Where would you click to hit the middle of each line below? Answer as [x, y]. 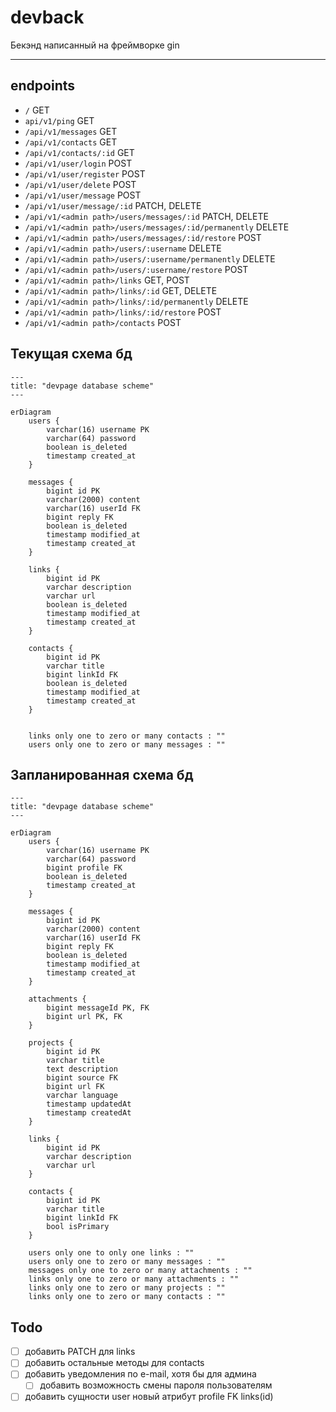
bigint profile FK [84, 868]
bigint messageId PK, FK [98, 1008]
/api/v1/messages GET [71, 131]
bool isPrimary [78, 1227]
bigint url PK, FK [84, 1017]
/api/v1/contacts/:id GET [79, 152]
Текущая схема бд [71, 354]
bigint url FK [75, 1087]
